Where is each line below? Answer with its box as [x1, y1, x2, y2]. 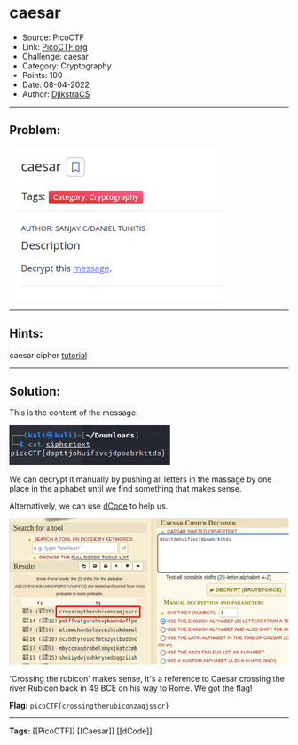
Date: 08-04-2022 [21, 79, 90, 90]
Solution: [9, 383, 60, 398]
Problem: [9, 123, 61, 138]
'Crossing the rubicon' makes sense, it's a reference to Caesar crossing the [9, 673, 286, 684]
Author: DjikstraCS [21, 88, 90, 100]
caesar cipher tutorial [9, 349, 87, 360]
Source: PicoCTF [21, 32, 84, 43]
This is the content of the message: [9, 407, 139, 418]
